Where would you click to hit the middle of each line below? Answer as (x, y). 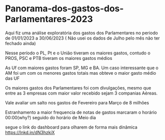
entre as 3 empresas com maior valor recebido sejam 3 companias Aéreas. (82, 93)
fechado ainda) (21, 43)
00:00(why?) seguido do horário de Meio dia (51, 117)
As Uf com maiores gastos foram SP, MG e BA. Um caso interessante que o (82, 68)
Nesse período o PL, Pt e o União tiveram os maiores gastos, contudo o (78, 53)
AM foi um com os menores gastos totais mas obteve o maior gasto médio (81, 73)
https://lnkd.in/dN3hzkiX (30, 132)
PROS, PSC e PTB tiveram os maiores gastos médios (59, 58)
